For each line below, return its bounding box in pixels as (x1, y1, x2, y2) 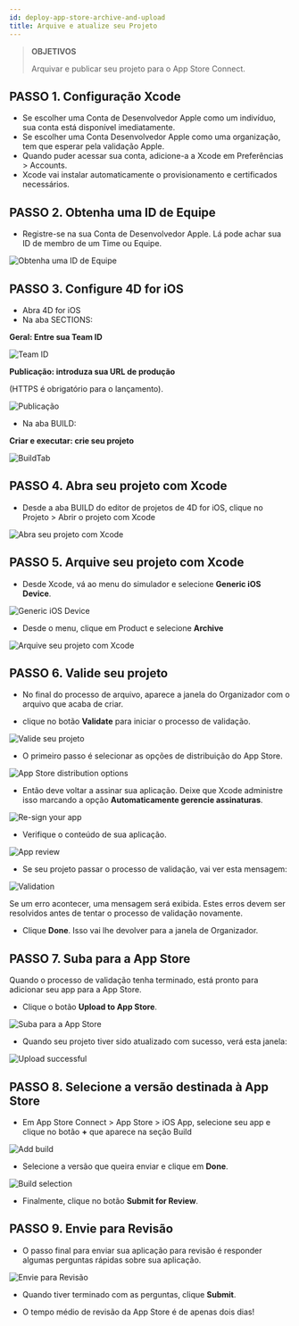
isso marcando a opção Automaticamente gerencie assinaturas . (21, 795, 263, 806)
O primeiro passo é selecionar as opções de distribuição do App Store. (21, 750, 283, 761)
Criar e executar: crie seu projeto (9, 435, 135, 446)
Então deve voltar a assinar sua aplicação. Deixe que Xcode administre (21, 785, 284, 796)
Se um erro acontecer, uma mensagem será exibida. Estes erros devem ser (9, 899, 286, 909)
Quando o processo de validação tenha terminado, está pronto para (9, 974, 259, 986)
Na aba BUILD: (21, 418, 77, 428)
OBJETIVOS (30, 46, 77, 56)
